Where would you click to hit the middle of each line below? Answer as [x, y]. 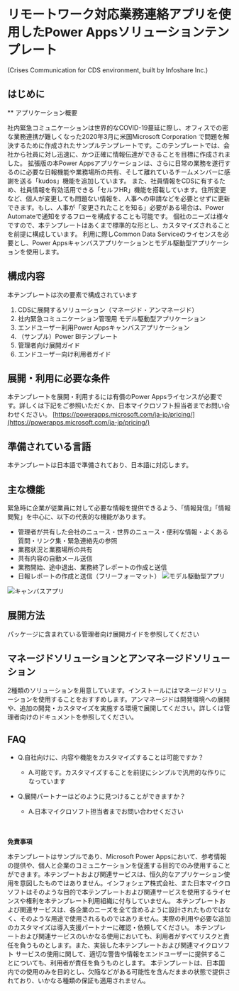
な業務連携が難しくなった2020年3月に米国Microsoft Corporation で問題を [115, 136]
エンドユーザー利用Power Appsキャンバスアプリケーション [104, 327]
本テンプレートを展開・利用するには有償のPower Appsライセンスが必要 [112, 397]
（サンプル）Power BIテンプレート [68, 336]
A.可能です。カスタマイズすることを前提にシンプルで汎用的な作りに [127, 773]
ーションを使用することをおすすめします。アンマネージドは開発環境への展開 [119, 699]
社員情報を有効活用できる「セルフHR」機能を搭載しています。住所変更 [123, 189]
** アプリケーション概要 [43, 112]
